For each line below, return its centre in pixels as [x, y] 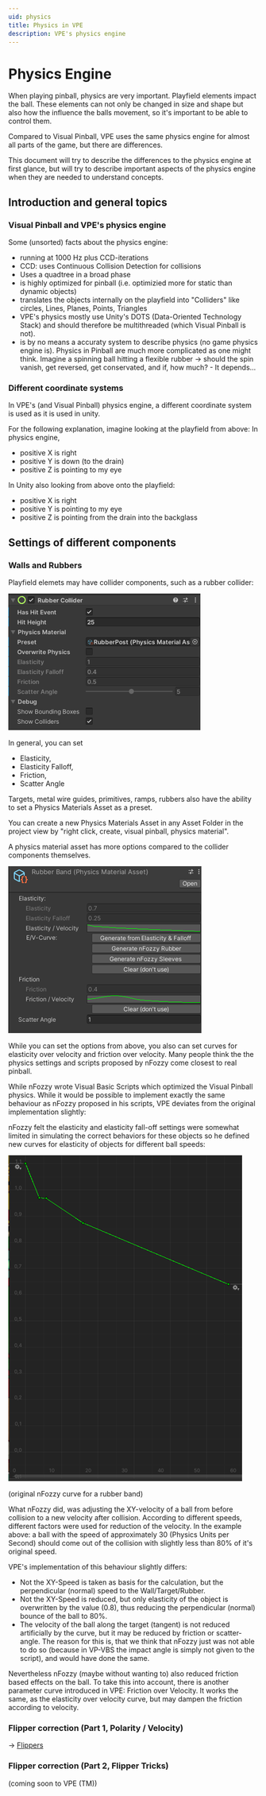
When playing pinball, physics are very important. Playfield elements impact [132, 96]
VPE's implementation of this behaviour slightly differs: [98, 1566]
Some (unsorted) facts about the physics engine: [88, 242]
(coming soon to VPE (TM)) [53, 1783]
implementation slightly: [47, 1112]
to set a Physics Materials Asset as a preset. [81, 807]
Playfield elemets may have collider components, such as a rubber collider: [131, 582]
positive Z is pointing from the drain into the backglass [109, 517]
